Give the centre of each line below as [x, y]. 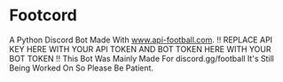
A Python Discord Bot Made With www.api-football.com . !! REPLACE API [141, 40]
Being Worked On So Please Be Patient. [81, 68]
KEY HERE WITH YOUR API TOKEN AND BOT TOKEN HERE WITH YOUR [140, 48]
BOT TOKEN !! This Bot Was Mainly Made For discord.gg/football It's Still [142, 58]
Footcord [43, 15]
